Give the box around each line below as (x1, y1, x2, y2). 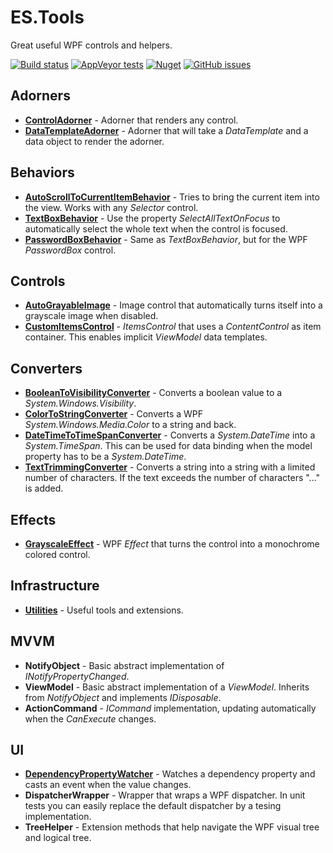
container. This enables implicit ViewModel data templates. (24, 331, 268, 343)
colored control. (24, 549, 91, 560)
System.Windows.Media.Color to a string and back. (24, 419, 237, 431)
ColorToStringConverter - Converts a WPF (24, 408, 204, 420)
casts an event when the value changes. (24, 779, 192, 791)
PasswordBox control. (24, 244, 117, 256)
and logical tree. (24, 832, 92, 844)
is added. (24, 482, 64, 495)
